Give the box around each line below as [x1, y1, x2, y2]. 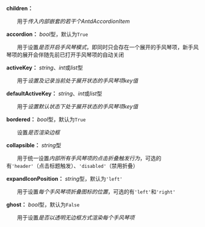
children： [6, 5, 34, 12]
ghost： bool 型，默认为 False [6, 201, 80, 208]
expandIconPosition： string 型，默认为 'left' [6, 175, 123, 182]
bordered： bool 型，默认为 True [6, 116, 86, 123]
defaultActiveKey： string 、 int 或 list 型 [6, 90, 103, 97]
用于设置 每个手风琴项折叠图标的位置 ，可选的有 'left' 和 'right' [16, 188, 176, 195]
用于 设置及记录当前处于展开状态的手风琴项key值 [16, 77, 138, 84]
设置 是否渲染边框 [16, 129, 60, 136]
